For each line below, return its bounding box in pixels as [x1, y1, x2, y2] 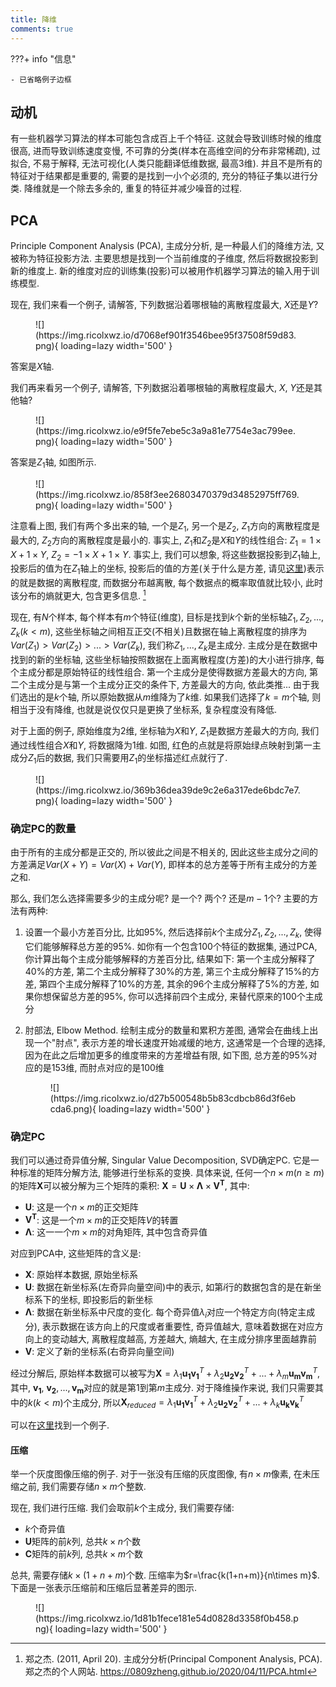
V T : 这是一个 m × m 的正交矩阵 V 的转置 [24, 1212, 179, 1226]
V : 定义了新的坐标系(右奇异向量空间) [24, 1346, 175, 1358]
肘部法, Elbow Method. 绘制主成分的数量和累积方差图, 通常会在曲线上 [24, 1024, 310, 1036]
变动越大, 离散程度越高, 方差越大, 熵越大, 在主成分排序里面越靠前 [51, 1333, 317, 1345]
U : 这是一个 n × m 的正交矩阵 [24, 1201, 139, 1213]
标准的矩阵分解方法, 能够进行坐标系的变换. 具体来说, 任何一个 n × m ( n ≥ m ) [18, 1167, 325, 1179]
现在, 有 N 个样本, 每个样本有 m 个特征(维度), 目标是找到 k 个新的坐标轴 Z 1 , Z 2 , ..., [10, 611, 325, 625]
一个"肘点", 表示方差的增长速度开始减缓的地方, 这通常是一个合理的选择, [33, 1036, 326, 1048]
